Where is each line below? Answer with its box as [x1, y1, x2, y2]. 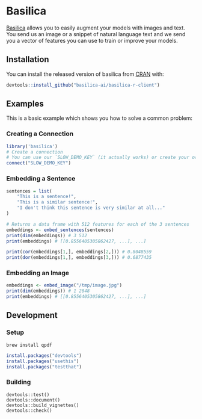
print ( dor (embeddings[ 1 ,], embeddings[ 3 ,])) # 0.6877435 [6, 255, 152, 261]
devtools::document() [6, 397, 61, 403]
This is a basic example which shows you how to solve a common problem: [6, 114, 192, 122]
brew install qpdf [6, 342, 52, 348]
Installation [6, 54, 49, 64]
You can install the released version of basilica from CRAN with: [6, 70, 164, 78]
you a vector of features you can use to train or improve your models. [6, 37, 179, 44]
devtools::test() [6, 391, 50, 398]
